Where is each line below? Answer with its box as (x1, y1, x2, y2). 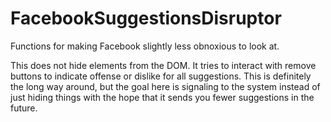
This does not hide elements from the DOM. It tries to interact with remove (10, 59, 317, 71)
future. (10, 102, 38, 114)
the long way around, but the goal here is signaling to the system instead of (10, 80, 321, 92)
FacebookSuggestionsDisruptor (10, 7, 282, 30)
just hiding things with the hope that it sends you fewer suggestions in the (10, 91, 315, 103)
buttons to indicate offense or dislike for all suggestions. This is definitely (10, 70, 312, 82)
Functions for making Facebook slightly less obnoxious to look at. (10, 40, 280, 52)
